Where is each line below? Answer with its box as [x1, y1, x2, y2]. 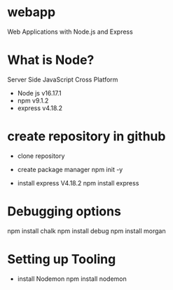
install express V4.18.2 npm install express [17, 178, 139, 187]
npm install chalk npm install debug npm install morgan [7, 226, 166, 235]
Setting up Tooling [7, 251, 116, 267]
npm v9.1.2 [17, 96, 49, 105]
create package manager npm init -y [17, 165, 123, 173]
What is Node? [7, 52, 95, 68]
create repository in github [7, 128, 166, 145]
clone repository [17, 152, 65, 160]
